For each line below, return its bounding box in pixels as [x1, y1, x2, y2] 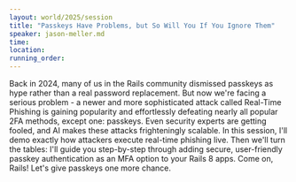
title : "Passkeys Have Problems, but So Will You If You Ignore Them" [9, 21, 276, 30]
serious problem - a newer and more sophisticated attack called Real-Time [9, 97, 282, 107]
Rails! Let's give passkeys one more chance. [9, 163, 171, 173]
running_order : [9, 54, 66, 63]
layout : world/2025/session [9, 12, 113, 22]
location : [9, 46, 46, 55]
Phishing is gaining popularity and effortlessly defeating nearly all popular [9, 107, 278, 117]
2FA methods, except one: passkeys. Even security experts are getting [9, 116, 268, 126]
